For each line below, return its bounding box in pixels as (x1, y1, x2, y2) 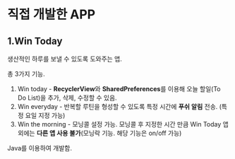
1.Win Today (7, 35, 63, 47)
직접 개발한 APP (7, 6, 96, 23)
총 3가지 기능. (7, 70, 45, 78)
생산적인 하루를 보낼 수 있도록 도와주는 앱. (7, 54, 122, 63)
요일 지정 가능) (25, 111, 66, 119)
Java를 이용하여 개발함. (7, 144, 73, 152)
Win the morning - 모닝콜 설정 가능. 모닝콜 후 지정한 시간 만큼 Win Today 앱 (17, 120, 229, 128)
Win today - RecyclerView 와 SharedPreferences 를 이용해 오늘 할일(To (17, 85, 221, 93)
